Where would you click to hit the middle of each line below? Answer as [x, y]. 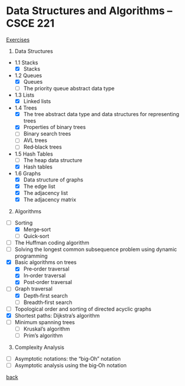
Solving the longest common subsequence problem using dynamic [96, 249]
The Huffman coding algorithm [52, 243]
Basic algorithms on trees [45, 262]
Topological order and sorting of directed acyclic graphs [83, 309]
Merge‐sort [37, 229]
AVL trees [35, 140]
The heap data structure [53, 160]
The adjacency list [46, 193]
